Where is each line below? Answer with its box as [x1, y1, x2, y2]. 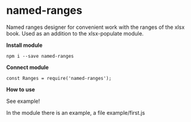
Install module [6, 41, 43, 49]
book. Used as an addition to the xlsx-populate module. [6, 29, 144, 37]
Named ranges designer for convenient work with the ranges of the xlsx [6, 23, 185, 31]
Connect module [6, 64, 49, 71]
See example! [6, 97, 40, 105]
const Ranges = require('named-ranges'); [6, 75, 112, 81]
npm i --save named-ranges [6, 53, 74, 59]
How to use [6, 85, 35, 93]
